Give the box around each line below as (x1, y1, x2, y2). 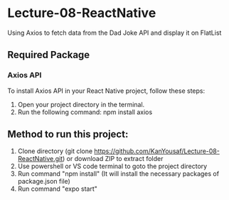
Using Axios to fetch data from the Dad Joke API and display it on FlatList (7, 28, 222, 37)
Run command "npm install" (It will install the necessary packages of (17, 170, 219, 178)
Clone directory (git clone (17, 147, 93, 155)
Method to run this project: (7, 128, 129, 140)
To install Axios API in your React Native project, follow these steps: (7, 87, 205, 95)
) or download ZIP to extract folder (63, 155, 164, 163)
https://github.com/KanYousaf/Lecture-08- (94, 147, 220, 155)
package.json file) (17, 177, 71, 186)
